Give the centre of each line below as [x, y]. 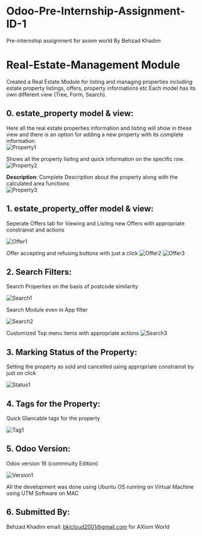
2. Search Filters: [39, 272]
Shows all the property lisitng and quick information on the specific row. [96, 159]
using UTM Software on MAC [43, 493]
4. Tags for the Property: [53, 404]
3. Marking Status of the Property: [72, 352]
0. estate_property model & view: [70, 114]
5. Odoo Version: [38, 449]
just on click [21, 373]
